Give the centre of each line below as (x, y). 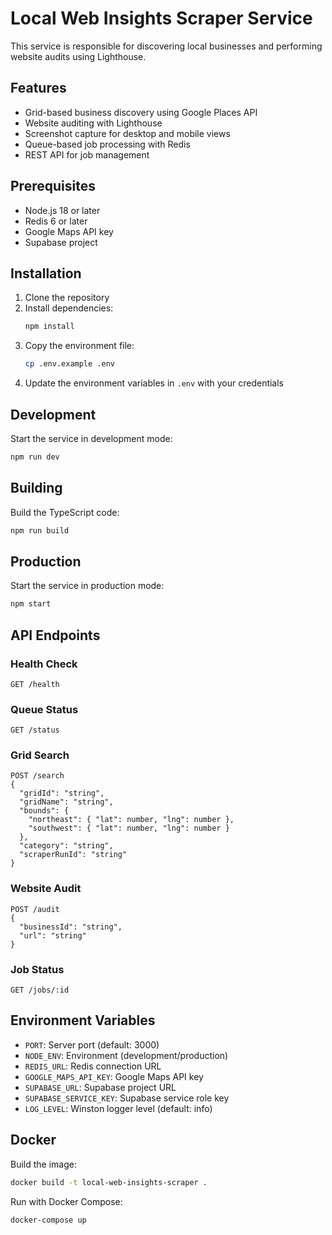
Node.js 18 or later (62, 210)
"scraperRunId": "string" (73, 855)
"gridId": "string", (62, 793)
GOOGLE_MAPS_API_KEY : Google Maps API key (114, 1076)
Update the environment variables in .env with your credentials (154, 383)
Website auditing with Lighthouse (93, 123)
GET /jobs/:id (40, 990)
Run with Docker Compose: (66, 1201)
